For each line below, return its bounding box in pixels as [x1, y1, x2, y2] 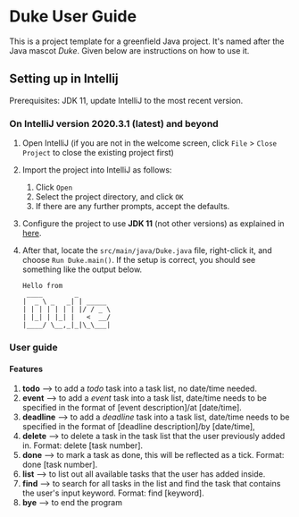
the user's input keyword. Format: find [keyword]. [21, 487, 204, 498]
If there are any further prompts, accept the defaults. [35, 201, 230, 212]
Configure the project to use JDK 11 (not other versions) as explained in [21, 218, 285, 229]
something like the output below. [21, 264, 143, 275]
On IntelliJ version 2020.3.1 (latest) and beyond [9, 117, 219, 130]
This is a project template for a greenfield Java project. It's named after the [9, 36, 285, 47]
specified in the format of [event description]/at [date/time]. [21, 403, 243, 413]
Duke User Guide [9, 6, 137, 27]
